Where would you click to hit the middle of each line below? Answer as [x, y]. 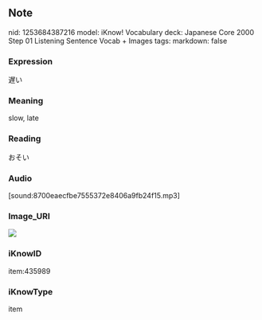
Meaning [26, 101]
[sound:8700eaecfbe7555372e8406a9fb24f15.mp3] [94, 195]
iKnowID [25, 254]
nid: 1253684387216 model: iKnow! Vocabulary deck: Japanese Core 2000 [131, 32]
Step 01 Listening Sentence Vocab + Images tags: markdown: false [118, 41]
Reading [25, 139]
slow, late [24, 118]
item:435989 [29, 271]
